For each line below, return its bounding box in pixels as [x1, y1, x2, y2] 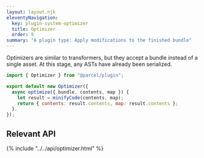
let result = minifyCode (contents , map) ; [17, 95, 124, 101]
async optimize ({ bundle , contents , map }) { [12, 89, 130, 95]
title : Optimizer [12, 26, 56, 32]
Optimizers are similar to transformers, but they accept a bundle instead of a [6, 54, 198, 61]
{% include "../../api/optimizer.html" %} [6, 145, 104, 152]
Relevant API [6, 129, 56, 139]
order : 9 [12, 32, 34, 38]
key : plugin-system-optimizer [12, 20, 88, 26]
